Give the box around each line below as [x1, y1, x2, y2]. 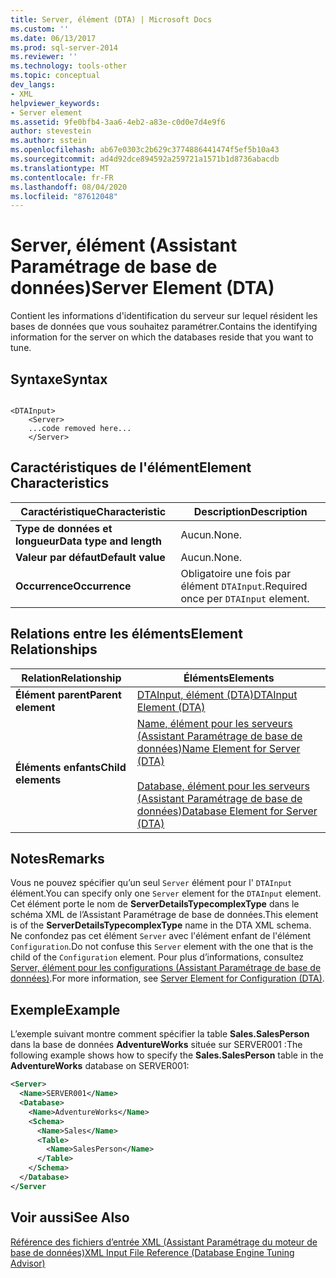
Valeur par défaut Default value [15, 550, 166, 564]
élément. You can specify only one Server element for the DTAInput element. [10, 887, 322, 900]
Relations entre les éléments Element [10, 626, 243, 643]
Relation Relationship [21, 671, 122, 685]
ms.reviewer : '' [10, 52, 78, 62]
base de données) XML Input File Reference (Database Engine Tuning [10, 1246, 295, 1258]
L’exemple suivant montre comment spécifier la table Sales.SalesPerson [10, 1028, 310, 1040]
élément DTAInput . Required [180, 579, 308, 593]
